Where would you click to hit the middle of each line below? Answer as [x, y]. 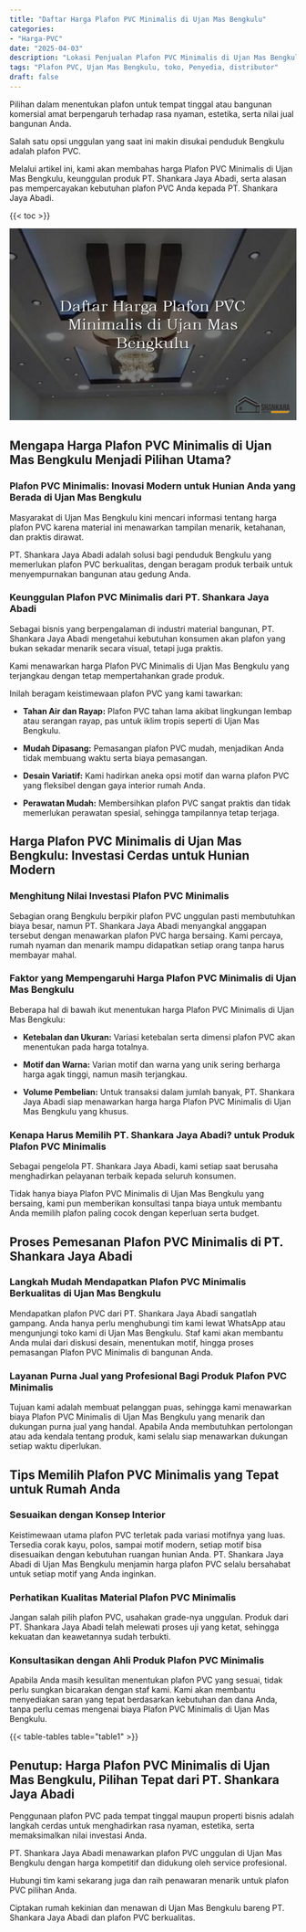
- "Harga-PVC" [36, 38]
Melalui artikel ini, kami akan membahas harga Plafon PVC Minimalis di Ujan [151, 168]
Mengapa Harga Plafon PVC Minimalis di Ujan [141, 446]
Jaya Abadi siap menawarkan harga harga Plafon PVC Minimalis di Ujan [157, 1102]
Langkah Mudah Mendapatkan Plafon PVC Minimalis [128, 1282]
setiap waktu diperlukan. [56, 1446]
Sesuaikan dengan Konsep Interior [87, 1515]
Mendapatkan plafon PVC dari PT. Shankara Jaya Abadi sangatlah [133, 1313]
